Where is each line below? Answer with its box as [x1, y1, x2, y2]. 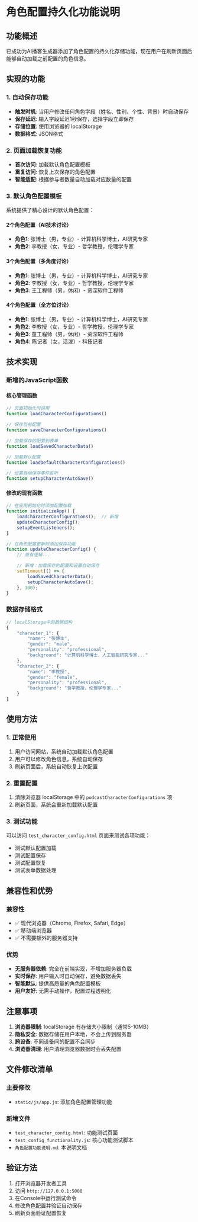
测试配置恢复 [14, 859, 46, 867]
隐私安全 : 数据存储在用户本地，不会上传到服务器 [14, 1030, 132, 1037]
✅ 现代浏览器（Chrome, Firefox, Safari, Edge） [14, 919, 129, 926]
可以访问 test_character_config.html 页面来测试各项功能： [6, 832, 151, 839]
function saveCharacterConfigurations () [6, 427, 108, 433]
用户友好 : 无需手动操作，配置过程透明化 [14, 987, 111, 995]
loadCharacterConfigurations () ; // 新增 [17, 514, 119, 520]
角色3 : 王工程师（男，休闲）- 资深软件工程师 [14, 287, 124, 294]
